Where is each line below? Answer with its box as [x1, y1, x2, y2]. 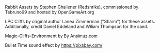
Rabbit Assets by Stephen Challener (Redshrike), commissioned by [5, 4, 139, 10]
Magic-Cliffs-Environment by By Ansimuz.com [5, 33, 98, 39]
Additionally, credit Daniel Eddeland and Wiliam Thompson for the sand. [5, 24, 148, 29]
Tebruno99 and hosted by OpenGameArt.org [5, 9, 95, 15]
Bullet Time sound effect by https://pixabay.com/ [5, 42, 103, 48]
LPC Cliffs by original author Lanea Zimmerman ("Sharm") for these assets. [5, 19, 155, 24]
